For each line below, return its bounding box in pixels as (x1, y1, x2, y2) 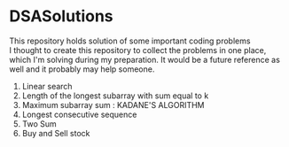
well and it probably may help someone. (9, 64, 155, 74)
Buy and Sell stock (21, 128, 90, 138)
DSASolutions (9, 6, 113, 27)
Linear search (21, 81, 73, 91)
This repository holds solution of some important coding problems (9, 35, 251, 46)
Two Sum (21, 118, 58, 129)
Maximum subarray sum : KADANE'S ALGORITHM (21, 99, 205, 110)
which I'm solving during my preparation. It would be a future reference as (9, 54, 281, 65)
